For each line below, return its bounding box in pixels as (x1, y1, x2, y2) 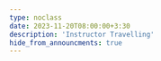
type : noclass (9, 13, 63, 22)
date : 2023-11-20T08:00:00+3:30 (9, 22, 130, 30)
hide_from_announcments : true (9, 38, 123, 48)
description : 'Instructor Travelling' (9, 30, 155, 39)
